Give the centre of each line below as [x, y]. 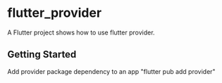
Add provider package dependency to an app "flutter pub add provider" [112, 71]
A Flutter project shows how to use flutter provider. [81, 32]
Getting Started [42, 55]
